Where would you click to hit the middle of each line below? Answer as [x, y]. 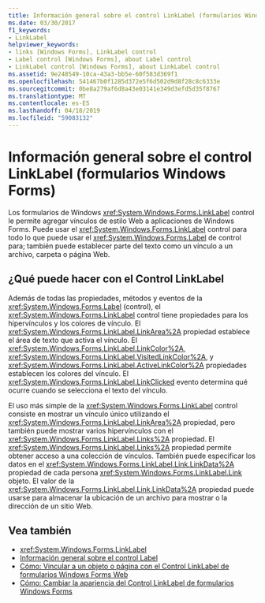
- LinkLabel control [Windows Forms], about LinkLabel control [114, 67]
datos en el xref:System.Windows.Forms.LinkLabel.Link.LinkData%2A [121, 464]
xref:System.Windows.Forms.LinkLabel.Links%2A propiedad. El [112, 439]
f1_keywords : [30, 30]
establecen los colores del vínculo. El [68, 373]
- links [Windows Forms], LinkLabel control [82, 52]
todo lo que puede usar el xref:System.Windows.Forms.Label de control [125, 237]
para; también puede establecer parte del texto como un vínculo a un [121, 246]
